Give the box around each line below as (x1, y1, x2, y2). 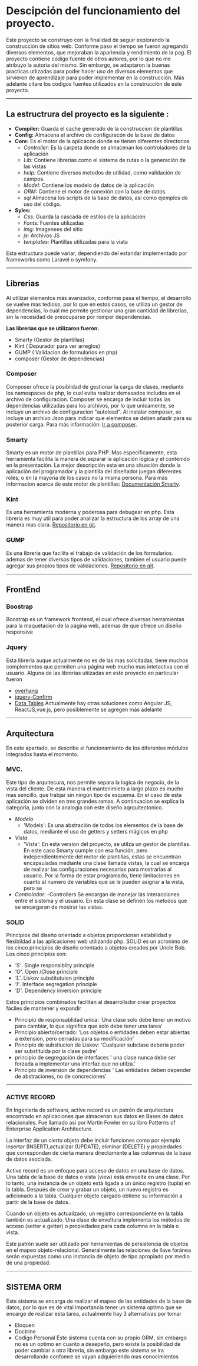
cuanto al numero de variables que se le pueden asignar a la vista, (23, 878, 184, 885)
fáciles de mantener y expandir (6, 1005, 81, 1012)
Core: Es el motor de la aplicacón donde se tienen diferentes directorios (14, 137, 190, 144)
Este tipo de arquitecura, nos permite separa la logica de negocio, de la (6, 779, 180, 786)
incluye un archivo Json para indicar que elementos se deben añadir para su (6, 414, 192, 421)
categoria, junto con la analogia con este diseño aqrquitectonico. (6, 803, 164, 811)
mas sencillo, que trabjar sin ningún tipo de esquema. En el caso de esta (6, 791, 182, 798)
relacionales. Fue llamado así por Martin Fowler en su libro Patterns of (6, 1119, 176, 1126)
